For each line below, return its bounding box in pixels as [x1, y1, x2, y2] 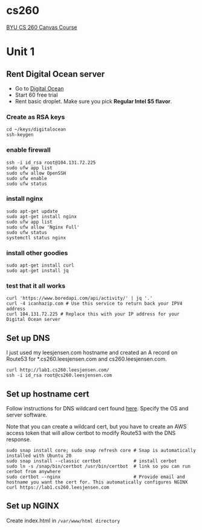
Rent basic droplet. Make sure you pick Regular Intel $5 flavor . [15, 97, 172, 105]
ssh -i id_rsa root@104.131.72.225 [6, 160, 96, 166]
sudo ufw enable [6, 175, 47, 181]
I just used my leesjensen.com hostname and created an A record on [6, 349, 178, 357]
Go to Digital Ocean [15, 85, 64, 92]
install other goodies [6, 248, 68, 257]
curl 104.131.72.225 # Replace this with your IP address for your [6, 311, 180, 317]
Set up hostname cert [6, 389, 90, 399]
